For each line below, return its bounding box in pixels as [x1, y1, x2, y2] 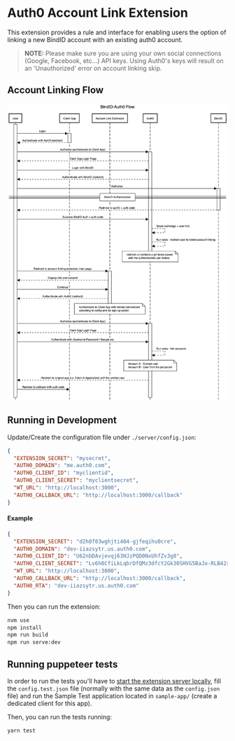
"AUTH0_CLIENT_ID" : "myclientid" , [13, 469, 114, 477]
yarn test [7, 727, 36, 735]
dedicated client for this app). [7, 699, 92, 708]
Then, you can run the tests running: [7, 713, 112, 721]
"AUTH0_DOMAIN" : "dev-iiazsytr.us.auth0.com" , [13, 545, 152, 553]
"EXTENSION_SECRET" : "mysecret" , [13, 455, 111, 462]
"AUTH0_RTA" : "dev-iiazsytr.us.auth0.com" [13, 582, 139, 589]
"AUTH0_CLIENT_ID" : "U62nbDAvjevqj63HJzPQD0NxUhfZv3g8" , [13, 553, 183, 560]
